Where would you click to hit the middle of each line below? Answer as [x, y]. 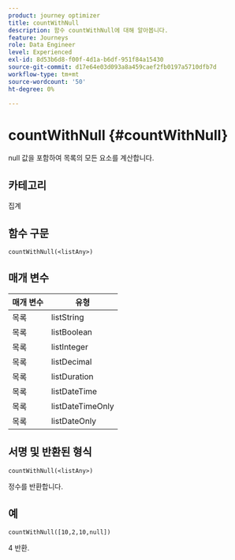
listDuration [72, 376]
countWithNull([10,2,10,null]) [60, 532]
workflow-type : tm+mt [44, 74]
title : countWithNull [44, 23]
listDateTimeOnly [82, 406]
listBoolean [72, 331]
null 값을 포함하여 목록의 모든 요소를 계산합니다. [81, 158]
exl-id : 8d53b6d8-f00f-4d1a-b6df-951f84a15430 [86, 60]
